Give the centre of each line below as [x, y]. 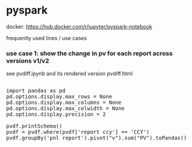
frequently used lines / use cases [47, 38]
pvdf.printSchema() [34, 126]
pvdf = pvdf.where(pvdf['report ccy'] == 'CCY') [78, 132]
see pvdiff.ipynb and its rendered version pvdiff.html [69, 74]
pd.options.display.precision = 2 [56, 115]
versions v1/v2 [28, 61]
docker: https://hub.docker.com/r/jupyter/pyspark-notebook [79, 27]
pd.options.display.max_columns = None [64, 103]
